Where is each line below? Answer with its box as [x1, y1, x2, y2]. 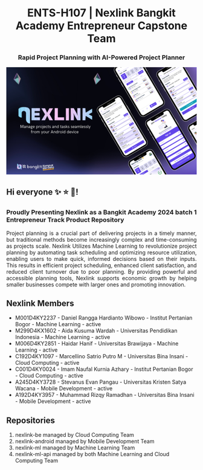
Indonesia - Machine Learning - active [14, 333, 111, 341]
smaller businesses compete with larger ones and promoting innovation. [6, 281, 186, 288]
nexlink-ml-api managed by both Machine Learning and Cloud [14, 451, 170, 458]
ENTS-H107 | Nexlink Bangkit [27, 6, 176, 20]
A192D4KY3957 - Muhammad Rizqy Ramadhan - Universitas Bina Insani [14, 391, 195, 399]
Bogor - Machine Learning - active [14, 321, 101, 328]
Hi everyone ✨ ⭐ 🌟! [6, 187, 79, 198]
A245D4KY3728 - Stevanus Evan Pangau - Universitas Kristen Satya [14, 378, 187, 386]
